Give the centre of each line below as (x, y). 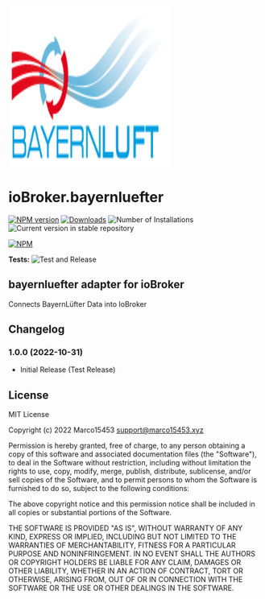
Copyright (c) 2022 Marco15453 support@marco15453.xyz (106, 430)
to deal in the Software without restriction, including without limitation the (130, 463)
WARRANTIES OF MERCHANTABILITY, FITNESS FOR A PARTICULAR (122, 545)
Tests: (19, 259)
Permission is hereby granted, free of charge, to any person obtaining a (127, 446)
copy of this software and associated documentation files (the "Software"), (133, 454)
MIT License (29, 415)
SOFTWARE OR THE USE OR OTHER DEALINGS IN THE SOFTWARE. (121, 588)
